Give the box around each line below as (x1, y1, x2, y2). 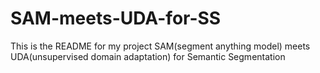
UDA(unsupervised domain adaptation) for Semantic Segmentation (10, 50, 286, 62)
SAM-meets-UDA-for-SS (10, 7, 222, 30)
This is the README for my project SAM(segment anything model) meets (10, 40, 311, 52)
